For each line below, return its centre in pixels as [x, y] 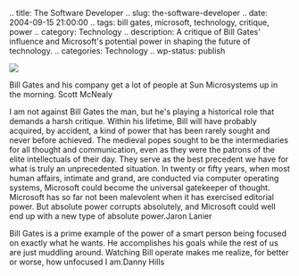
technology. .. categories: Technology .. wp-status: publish [117, 51]
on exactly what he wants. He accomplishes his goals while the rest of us [144, 243]
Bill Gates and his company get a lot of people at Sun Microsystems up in [144, 85]
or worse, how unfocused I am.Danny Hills [87, 262]
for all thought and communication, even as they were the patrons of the [142, 150]
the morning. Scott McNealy [61, 94]
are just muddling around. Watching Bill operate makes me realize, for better [149, 252]
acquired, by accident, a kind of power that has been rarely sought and [140, 130]
